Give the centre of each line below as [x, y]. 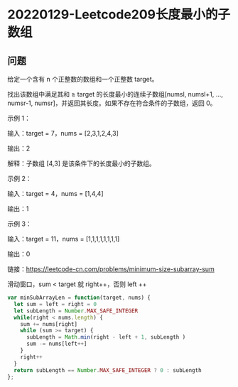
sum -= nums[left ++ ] [56, 344]
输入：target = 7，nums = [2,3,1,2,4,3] [63, 133]
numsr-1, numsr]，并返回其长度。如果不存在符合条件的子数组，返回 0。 [112, 103]
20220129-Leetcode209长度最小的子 [119, 15]
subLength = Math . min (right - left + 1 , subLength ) [106, 337]
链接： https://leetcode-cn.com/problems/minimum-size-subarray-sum [111, 269]
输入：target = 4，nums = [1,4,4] [55, 193]
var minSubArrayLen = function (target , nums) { [79, 298]
